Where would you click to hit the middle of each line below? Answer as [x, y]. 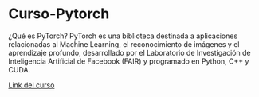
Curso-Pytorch [59, 14]
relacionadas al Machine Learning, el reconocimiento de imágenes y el [124, 44]
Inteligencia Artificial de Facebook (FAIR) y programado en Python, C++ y [129, 61]
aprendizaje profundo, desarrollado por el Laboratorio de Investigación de [129, 52]
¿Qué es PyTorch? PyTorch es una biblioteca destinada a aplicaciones [123, 36]
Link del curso [31, 85]
